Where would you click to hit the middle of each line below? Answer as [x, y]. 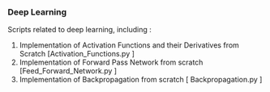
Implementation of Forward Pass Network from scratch [111, 62]
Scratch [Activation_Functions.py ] [77, 54]
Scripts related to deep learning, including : [79, 30]
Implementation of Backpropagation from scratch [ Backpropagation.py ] [141, 80]
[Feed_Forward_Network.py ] [68, 71]
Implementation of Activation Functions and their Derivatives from [129, 45]
